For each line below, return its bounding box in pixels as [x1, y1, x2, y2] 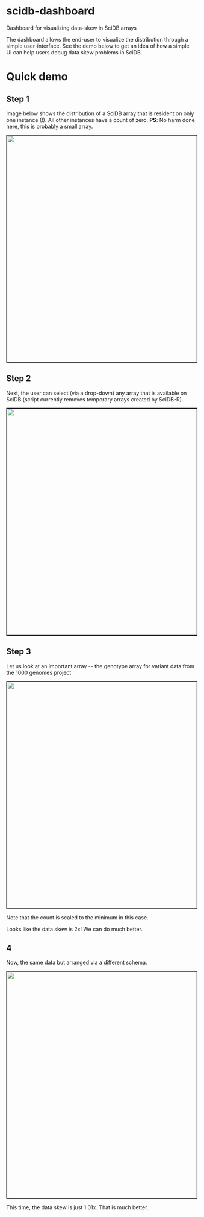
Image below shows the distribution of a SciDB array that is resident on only [6, 110, 194, 117]
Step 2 [6, 373, 31, 384]
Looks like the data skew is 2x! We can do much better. [6, 925, 143, 933]
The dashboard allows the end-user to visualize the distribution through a [6, 36, 188, 43]
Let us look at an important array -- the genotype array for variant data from [6, 662, 194, 669]
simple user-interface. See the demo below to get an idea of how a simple [6, 42, 190, 50]
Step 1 [6, 94, 30, 104]
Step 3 [6, 647, 31, 657]
